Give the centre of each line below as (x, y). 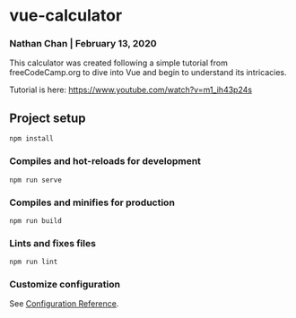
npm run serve (36, 180)
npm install (31, 139)
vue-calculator (66, 16)
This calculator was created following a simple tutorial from (119, 63)
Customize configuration (65, 285)
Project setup (48, 118)
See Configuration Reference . (64, 304)
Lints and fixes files (53, 243)
